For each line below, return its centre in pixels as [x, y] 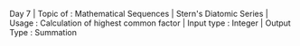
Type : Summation [43, 32]
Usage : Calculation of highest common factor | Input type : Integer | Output [150, 23]
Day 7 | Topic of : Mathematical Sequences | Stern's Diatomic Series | [139, 14]
